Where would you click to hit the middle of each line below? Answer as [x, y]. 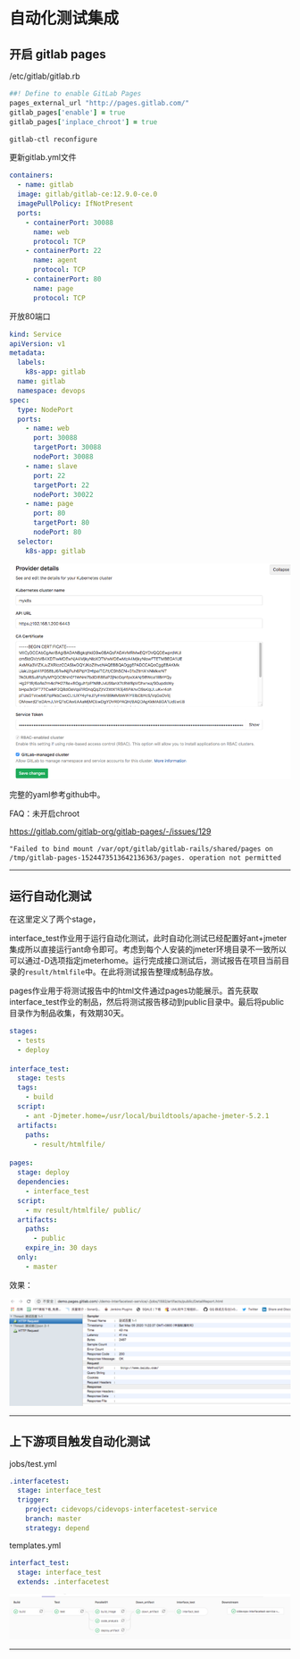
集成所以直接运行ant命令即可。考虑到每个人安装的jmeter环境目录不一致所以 [148, 949]
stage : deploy [43, 1173]
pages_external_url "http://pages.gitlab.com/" [100, 103]
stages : [24, 1032]
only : [28, 1258]
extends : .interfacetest [63, 1582]
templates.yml [35, 1545]
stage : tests [42, 1078]
